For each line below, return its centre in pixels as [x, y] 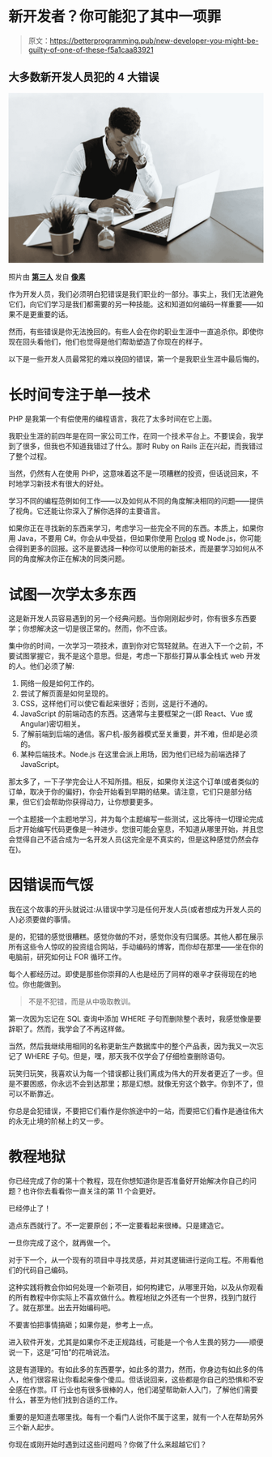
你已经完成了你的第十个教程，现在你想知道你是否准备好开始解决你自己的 [129, 1181]
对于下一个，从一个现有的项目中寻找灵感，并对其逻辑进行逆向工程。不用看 [132, 1260]
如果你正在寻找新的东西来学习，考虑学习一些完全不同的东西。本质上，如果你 [136, 529]
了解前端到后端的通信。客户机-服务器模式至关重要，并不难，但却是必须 [139, 734]
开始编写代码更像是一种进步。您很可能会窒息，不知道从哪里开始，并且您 [143, 829]
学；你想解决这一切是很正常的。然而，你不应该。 [90, 628]
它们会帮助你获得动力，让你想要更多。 [93, 802]
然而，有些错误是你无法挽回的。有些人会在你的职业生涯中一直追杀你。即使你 [136, 332]
